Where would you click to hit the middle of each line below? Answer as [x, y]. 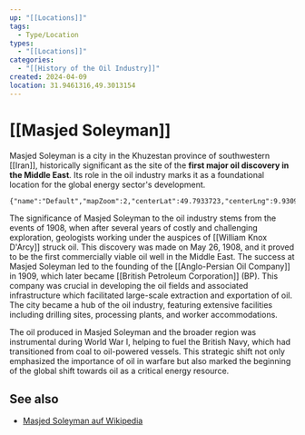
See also [34, 399]
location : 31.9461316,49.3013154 [73, 85]
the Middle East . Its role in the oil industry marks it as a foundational [137, 174]
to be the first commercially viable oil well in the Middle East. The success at [152, 256]
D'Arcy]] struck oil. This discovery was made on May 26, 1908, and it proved [152, 247]
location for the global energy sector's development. [108, 184]
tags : [20, 26]
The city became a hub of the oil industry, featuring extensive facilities [141, 304]
